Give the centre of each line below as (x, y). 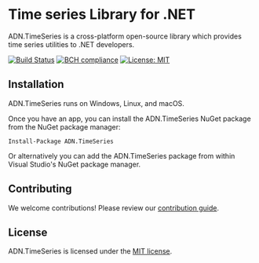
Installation (36, 84)
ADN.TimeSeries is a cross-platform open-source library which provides (125, 36)
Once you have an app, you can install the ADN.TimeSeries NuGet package (129, 119)
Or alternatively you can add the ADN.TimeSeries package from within (122, 155)
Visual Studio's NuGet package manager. (75, 164)
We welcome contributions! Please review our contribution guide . (114, 208)
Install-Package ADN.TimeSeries (61, 141)
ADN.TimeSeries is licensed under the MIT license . (90, 251)
